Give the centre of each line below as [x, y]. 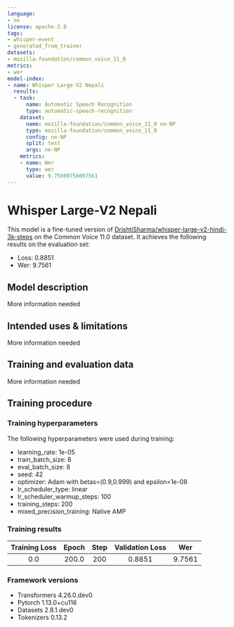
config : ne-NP [46, 137]
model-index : [26, 78]
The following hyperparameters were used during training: [91, 438]
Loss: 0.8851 [36, 258]
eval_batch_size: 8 [44, 467]
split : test [43, 144]
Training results [34, 529]
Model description [48, 287]
